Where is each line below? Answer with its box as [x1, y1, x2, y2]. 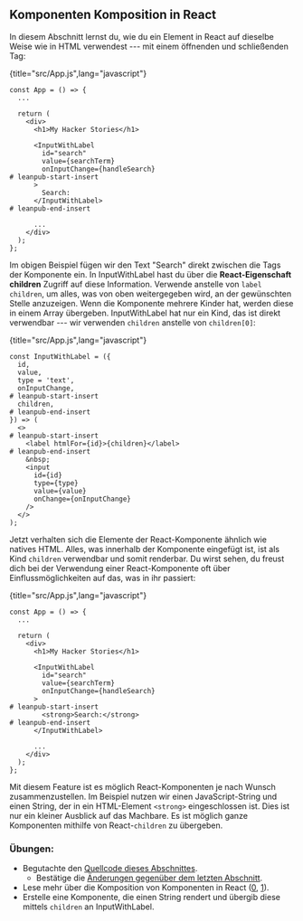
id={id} [33, 470, 63, 480]
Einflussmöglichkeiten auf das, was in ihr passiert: [9, 572, 196, 583]
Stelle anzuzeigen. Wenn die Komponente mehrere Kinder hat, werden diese [9, 297, 294, 308]
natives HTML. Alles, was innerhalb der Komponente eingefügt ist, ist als [9, 543, 280, 554]
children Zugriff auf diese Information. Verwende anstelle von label [9, 278, 262, 289]
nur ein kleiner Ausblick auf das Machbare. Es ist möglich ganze [9, 810, 249, 821]
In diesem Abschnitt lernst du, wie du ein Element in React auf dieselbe [9, 31, 274, 42]
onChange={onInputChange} [33, 494, 131, 503]
